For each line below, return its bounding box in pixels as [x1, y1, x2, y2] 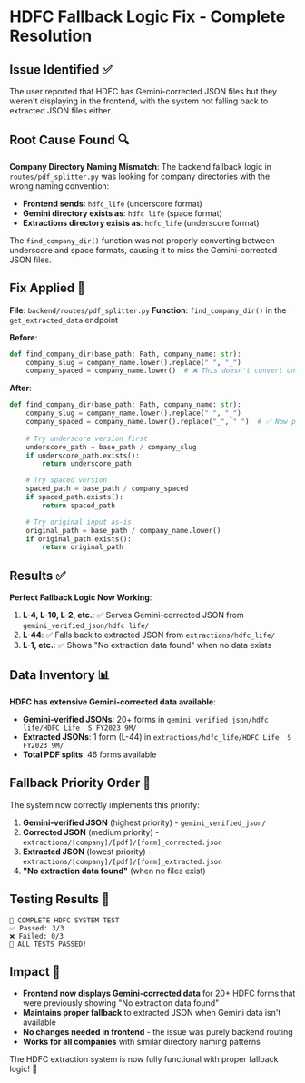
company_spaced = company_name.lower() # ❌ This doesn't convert [25, 366, 283, 376]
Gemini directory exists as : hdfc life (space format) [22, 207, 222, 219]
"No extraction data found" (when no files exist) [22, 865, 206, 876]
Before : [9, 331, 38, 342]
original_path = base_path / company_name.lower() [25, 526, 221, 535]
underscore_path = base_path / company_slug [25, 442, 197, 451]
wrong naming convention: [9, 180, 110, 192]
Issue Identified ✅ [9, 62, 113, 77]
